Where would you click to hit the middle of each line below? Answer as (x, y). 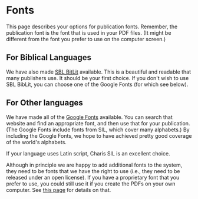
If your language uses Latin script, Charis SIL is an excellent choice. (88, 153)
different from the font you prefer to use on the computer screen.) (86, 39)
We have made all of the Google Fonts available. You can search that (89, 117)
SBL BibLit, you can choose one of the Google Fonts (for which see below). (97, 84)
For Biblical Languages (49, 57)
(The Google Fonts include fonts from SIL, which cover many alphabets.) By (98, 130)
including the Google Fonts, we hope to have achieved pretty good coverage (99, 135)
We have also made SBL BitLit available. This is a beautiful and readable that (99, 72)
